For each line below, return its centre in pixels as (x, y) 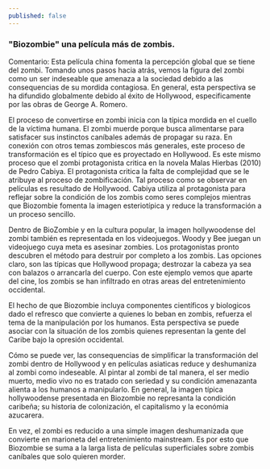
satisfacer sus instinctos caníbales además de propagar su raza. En (120, 137)
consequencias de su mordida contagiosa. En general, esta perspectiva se (132, 87)
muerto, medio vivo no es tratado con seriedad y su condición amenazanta (133, 380)
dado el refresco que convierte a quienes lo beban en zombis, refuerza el (130, 313)
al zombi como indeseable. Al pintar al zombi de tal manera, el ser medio (129, 372)
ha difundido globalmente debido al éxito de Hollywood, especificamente (130, 95)
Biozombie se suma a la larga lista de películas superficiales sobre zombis (131, 447)
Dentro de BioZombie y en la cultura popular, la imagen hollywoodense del (132, 230)
